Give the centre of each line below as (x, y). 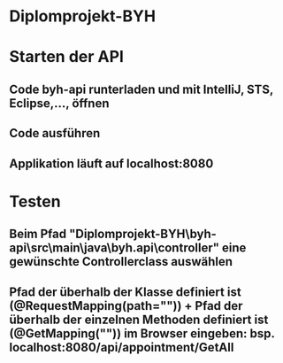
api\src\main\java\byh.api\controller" (114, 248)
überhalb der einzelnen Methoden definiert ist (139, 319)
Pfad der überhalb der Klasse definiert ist (125, 292)
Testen (35, 201)
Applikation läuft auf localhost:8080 (111, 163)
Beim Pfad (38, 234)
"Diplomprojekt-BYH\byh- (143, 234)
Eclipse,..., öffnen (59, 103)
